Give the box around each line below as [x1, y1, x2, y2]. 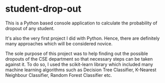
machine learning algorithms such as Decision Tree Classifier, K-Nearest [5, 67, 156, 73]
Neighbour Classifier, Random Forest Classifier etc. [5, 72, 112, 78]
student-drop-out [5, 3, 82, 15]
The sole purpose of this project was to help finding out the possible [5, 50, 148, 57]
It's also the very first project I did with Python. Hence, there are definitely [5, 35, 160, 41]
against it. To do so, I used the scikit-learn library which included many [5, 61, 153, 67]
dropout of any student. [5, 25, 55, 31]
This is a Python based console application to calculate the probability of [5, 20, 157, 26]
